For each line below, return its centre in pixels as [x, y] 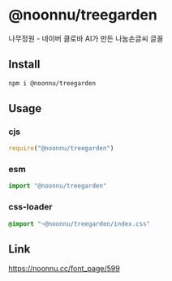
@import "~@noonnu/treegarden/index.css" [80, 224]
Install [24, 65]
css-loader [30, 207]
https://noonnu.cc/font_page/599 [64, 269]
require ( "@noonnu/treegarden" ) [61, 149]
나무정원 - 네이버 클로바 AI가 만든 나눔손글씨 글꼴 [86, 38]
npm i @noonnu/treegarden [52, 83]
